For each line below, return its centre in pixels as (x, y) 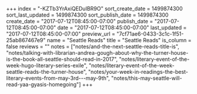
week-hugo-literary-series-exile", (47, 65)
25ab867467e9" (26, 40)
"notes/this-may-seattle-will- (147, 78)
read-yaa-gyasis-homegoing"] (44, 84)
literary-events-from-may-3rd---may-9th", (58, 78)
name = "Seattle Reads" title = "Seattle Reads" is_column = (119, 40)
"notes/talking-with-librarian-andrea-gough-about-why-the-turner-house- (97, 53)
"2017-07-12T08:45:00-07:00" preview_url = (61, 34)
